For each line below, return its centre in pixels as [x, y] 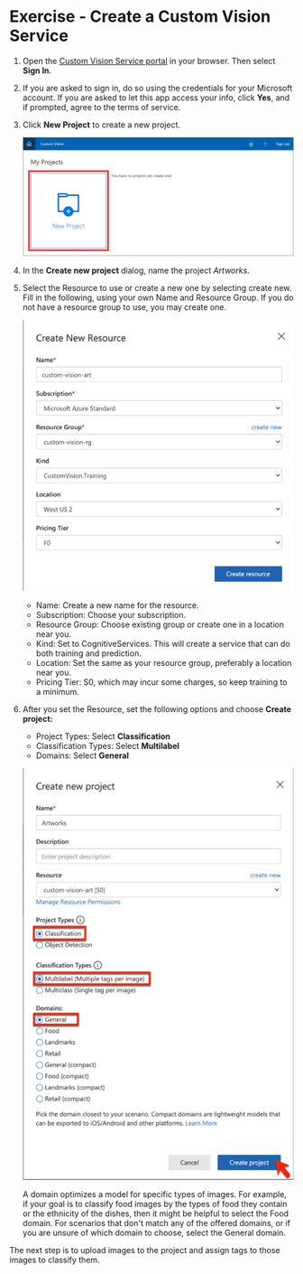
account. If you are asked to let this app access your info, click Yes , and [156, 98]
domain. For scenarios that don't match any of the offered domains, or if [156, 1223]
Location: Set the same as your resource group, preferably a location [164, 663]
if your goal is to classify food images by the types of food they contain [155, 1204]
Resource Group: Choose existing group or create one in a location [160, 624]
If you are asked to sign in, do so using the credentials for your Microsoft [157, 88]
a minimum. [57, 692]
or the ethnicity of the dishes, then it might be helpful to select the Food [156, 1213]
